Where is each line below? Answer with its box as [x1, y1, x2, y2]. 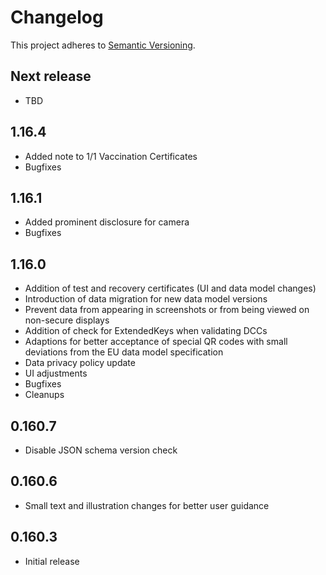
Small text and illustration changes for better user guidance [24, 499, 270, 511]
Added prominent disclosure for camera [24, 216, 190, 228]
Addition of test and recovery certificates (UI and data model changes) [24, 282, 317, 295]
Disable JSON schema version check [24, 444, 178, 456]
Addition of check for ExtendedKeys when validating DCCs [24, 325, 268, 337]
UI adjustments [24, 367, 88, 380]
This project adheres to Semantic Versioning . [10, 39, 196, 51]
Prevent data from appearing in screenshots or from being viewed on [24, 304, 310, 316]
